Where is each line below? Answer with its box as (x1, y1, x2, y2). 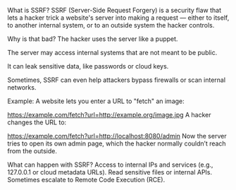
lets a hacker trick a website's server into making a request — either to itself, (7, 13, 230, 22)
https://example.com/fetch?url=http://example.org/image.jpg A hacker (7, 111, 211, 119)
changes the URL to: (7, 118, 67, 126)
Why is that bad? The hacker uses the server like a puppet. (7, 35, 178, 43)
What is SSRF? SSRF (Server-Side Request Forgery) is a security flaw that (7, 6, 222, 14)
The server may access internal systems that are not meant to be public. (7, 49, 218, 57)
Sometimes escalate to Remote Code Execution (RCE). (7, 176, 166, 184)
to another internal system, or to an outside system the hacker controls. (7, 21, 215, 29)
